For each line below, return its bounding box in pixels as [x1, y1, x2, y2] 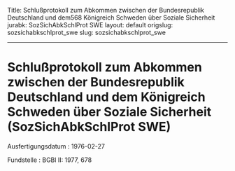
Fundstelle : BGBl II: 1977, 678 [7, 156, 92, 164]
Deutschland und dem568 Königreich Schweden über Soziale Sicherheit [7, 13, 215, 22]
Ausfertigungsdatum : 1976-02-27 [7, 142, 106, 150]
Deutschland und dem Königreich [7, 89, 206, 105]
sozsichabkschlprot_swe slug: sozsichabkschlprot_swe [7, 28, 166, 36]
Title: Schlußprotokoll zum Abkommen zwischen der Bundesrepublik [7, 6, 204, 14]
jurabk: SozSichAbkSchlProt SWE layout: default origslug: [7, 21, 173, 29]
